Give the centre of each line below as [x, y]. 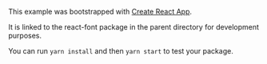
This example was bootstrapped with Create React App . [100, 12]
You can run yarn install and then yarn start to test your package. [121, 51]
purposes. [25, 36]
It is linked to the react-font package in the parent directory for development [134, 27]
